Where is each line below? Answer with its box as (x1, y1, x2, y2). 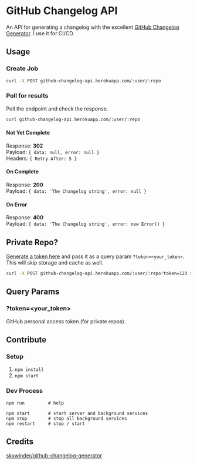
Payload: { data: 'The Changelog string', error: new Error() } (6, 220, 165, 228)
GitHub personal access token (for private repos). (6, 317, 126, 325)
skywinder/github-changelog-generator (6, 452, 103, 459)
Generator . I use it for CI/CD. (6, 29, 74, 36)
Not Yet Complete (6, 129, 50, 136)
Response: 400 (6, 214, 44, 221)
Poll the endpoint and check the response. (6, 105, 108, 112)
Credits (6, 437, 34, 447)
